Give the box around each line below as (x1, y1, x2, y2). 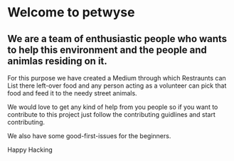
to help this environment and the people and (7, 43, 208, 56)
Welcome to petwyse (7, 4, 135, 21)
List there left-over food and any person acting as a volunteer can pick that (7, 81, 227, 90)
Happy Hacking (7, 145, 53, 154)
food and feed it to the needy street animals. (7, 89, 137, 97)
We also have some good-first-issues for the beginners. (7, 132, 171, 140)
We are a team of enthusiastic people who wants (7, 33, 228, 45)
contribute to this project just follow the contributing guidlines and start (7, 110, 216, 118)
